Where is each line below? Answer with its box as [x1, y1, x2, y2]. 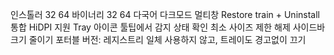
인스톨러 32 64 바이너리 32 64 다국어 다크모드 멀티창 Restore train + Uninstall [10, 9, 320, 20]
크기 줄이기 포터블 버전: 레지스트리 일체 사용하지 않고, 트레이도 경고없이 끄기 [10, 34, 307, 45]
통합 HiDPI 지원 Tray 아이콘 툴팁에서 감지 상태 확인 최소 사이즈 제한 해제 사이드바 [10, 21, 326, 33]
